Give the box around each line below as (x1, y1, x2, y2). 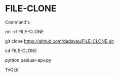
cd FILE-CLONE (5, 48, 37, 53)
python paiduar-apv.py (5, 57, 52, 63)
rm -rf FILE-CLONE (5, 28, 44, 34)
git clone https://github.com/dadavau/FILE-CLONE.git (5, 38, 114, 44)
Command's (5, 19, 30, 25)
